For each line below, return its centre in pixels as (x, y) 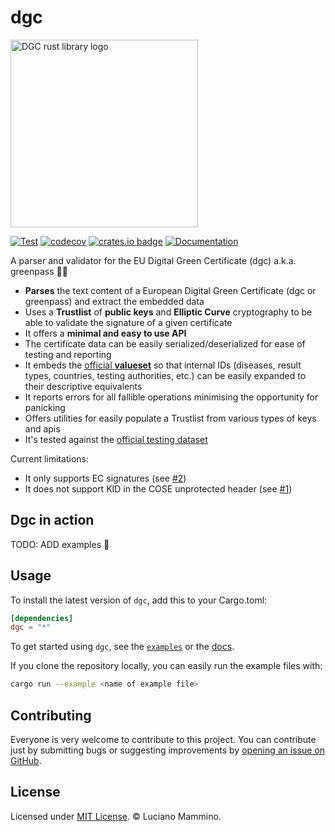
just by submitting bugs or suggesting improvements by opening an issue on (168, 750)
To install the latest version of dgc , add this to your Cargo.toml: (139, 600)
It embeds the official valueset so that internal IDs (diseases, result (163, 365)
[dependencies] (42, 618)
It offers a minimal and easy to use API (105, 333)
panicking (45, 407)
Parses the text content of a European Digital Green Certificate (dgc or (170, 290)
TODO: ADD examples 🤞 (60, 544)
